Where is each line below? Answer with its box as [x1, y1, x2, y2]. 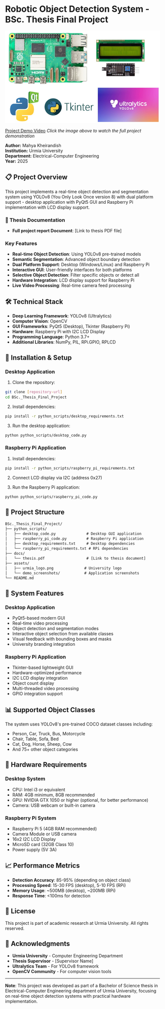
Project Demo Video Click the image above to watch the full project [5, 128, 141, 134]
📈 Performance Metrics [5, 861, 80, 870]
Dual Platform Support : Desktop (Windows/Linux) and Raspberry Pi [12, 262, 150, 268]
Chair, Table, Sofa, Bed [12, 736, 59, 742]
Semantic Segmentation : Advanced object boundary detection [12, 256, 141, 262]
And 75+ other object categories [12, 747, 79, 753]
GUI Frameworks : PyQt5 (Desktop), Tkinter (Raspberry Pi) [12, 323, 130, 329]
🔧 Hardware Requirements [5, 760, 87, 769]
